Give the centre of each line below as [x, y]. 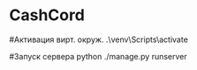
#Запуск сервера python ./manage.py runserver [98, 56]
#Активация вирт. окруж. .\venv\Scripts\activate [98, 39]
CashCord [47, 15]
